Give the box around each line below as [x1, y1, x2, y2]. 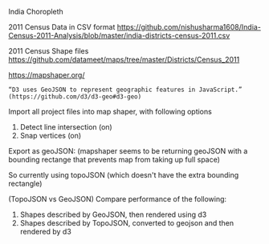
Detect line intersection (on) [19, 122, 112, 131]
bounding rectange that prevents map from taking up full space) [8, 155, 221, 164]
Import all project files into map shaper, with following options [8, 107, 213, 116]
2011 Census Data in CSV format [8, 22, 116, 31]
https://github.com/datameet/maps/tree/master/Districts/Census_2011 [8, 55, 240, 64]
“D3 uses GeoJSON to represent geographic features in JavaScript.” [8, 86, 243, 94]
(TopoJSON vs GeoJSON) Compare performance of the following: [8, 194, 227, 203]
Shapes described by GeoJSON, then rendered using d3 [19, 210, 207, 219]
